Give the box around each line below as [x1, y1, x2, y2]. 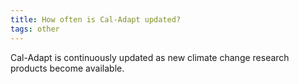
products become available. [10, 62, 125, 74]
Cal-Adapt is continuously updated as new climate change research [10, 51, 290, 63]
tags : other [10, 24, 60, 34]
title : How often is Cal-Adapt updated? [10, 14, 182, 25]
